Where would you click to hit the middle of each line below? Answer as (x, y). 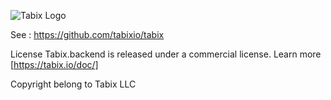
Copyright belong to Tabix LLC (73, 84)
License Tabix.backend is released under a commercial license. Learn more (166, 54)
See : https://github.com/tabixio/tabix (87, 34)
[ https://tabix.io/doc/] (54, 64)
